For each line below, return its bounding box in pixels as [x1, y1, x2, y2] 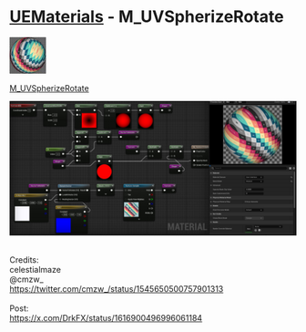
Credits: [9, 254, 39, 265]
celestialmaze [9, 265, 62, 275]
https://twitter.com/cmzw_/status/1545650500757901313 [9, 284, 224, 295]
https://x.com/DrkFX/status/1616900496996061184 [9, 313, 203, 324]
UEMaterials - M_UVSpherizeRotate [9, 6, 284, 27]
